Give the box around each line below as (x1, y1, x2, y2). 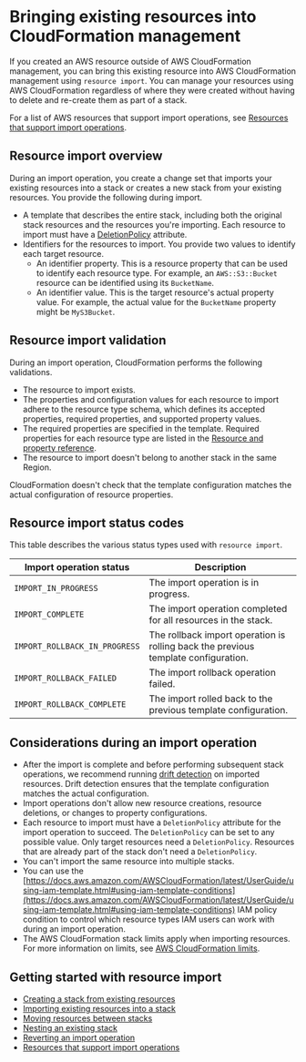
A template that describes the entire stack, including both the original (22, 209, 282, 220)
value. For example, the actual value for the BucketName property (36, 296, 277, 307)
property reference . (22, 442, 97, 453)
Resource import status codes (9, 515, 185, 530)
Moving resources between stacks (22, 1013, 153, 1024)
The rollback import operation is (148, 628, 286, 641)
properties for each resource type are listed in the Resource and (22, 433, 264, 444)
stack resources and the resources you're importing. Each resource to (22, 219, 286, 230)
